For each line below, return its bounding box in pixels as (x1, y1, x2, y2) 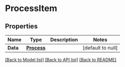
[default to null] (82, 44, 118, 51)
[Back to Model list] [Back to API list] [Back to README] (5, 57, 117, 63)
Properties (5, 22, 38, 30)
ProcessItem (5, 3, 57, 14)
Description (50, 37, 78, 43)
